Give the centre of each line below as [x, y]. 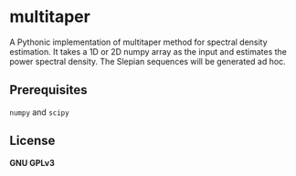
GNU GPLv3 [32, 162]
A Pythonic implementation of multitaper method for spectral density [138, 42]
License [32, 141]
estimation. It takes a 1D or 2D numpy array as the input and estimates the [148, 51]
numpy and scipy [40, 112]
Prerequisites [48, 90]
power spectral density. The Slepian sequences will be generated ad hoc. [148, 61]
